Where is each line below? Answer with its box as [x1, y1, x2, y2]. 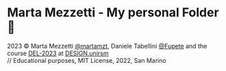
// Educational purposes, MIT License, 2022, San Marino [7, 56, 166, 64]
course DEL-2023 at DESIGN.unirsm [7, 49, 109, 57]
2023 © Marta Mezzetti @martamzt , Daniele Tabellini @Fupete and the [7, 42, 208, 50]
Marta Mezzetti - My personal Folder [7, 5, 219, 20]
